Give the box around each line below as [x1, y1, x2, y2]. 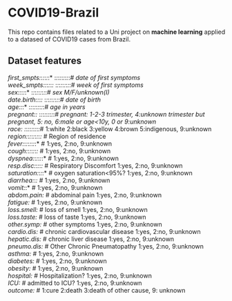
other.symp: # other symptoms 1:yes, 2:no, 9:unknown [8, 220, 162, 229]
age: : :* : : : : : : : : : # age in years [8, 102, 86, 111]
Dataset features [8, 55, 82, 67]
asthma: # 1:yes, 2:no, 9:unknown [8, 249, 104, 258]
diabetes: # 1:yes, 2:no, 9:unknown [8, 257, 108, 265]
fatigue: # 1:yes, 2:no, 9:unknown [8, 198, 103, 206]
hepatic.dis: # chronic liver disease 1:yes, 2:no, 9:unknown [8, 235, 175, 243]
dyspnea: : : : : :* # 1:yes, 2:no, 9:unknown [8, 154, 119, 162]
